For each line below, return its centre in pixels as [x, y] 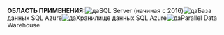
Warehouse [24, 25]
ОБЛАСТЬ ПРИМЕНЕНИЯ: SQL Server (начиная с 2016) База [110, 11]
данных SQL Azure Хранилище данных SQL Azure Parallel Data [112, 18]
